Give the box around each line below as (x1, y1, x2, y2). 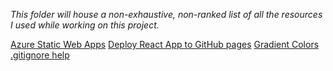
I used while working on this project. (10, 19, 160, 31)
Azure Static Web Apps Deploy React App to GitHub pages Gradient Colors (10, 39, 320, 50)
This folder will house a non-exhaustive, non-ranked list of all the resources (10, 9, 323, 20)
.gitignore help (10, 49, 70, 61)
